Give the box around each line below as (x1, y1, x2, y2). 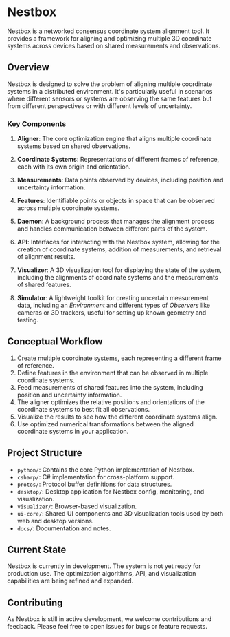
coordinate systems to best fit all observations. (16, 405, 150, 413)
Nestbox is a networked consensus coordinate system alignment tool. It (7, 27, 210, 35)
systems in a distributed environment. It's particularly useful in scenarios (7, 87, 213, 95)
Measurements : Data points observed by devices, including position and (16, 176, 224, 185)
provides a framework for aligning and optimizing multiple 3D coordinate (7, 34, 212, 42)
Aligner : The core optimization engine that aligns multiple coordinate (16, 135, 212, 143)
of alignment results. (16, 253, 76, 261)
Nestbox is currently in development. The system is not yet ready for (7, 562, 201, 570)
